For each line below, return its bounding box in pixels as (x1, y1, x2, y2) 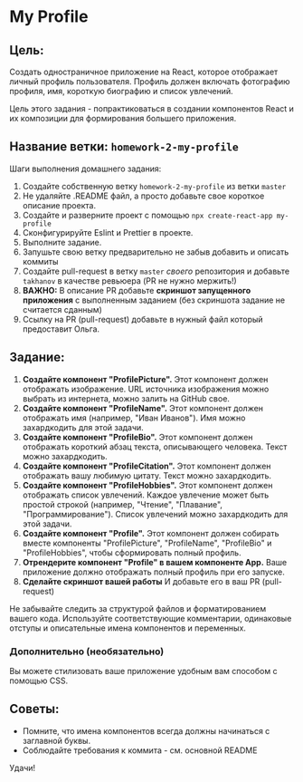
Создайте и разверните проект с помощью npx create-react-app (22, 209, 273, 220)
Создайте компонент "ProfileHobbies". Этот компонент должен (22, 479, 273, 490)
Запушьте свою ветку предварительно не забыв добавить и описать (22, 246, 289, 257)
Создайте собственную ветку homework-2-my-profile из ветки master (22, 180, 287, 191)
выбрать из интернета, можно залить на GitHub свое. (22, 392, 231, 404)
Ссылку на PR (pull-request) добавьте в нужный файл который (22, 314, 264, 324)
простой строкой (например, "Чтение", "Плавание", (22, 498, 223, 509)
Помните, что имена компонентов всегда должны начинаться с (22, 725, 270, 736)
